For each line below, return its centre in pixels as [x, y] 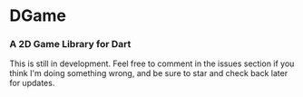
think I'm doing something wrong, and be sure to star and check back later [149, 73]
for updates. [32, 83]
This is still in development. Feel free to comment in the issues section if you [152, 63]
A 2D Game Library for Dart [70, 44]
